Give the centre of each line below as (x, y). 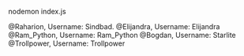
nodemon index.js (37, 11)
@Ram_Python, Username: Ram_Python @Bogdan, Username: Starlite (122, 35)
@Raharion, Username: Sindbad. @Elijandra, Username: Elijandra (114, 26)
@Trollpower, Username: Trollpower (67, 43)
